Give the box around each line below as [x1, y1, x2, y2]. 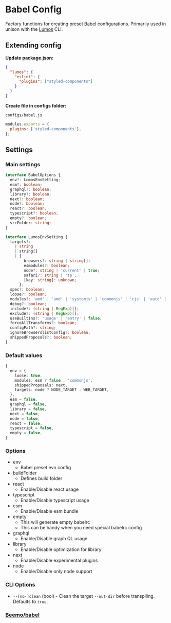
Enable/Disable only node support [20, 568, 92, 575]
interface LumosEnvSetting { [5, 234, 68, 240]
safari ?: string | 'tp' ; [24, 273, 77, 278]
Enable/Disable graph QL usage [20, 536, 88, 542]
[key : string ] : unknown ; [24, 277, 77, 282]
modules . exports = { [5, 121, 50, 127]
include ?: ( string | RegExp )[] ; [10, 306, 80, 311]
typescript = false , [10, 425, 54, 431]
